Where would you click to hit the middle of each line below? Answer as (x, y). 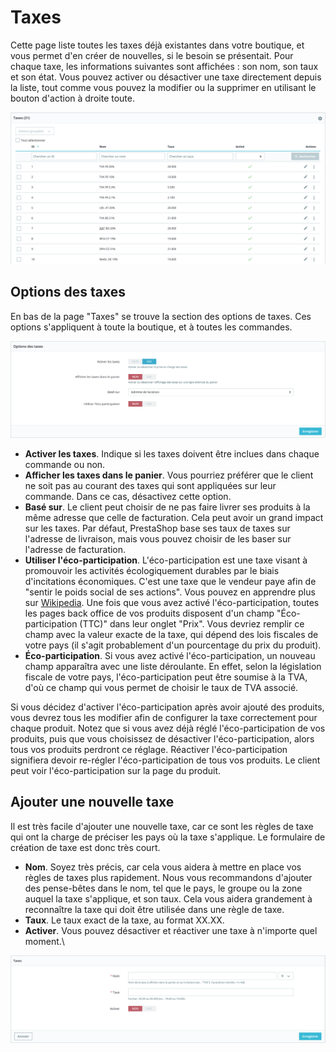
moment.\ (44, 941)
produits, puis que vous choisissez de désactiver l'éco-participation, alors (162, 738)
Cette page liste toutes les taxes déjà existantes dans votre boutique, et (157, 45)
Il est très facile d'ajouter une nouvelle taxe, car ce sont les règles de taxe (162, 826)
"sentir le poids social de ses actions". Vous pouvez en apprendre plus (170, 592)
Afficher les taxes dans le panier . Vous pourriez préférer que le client (169, 475)
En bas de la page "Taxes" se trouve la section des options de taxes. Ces (161, 316)
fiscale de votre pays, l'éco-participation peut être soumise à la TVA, (166, 677)
